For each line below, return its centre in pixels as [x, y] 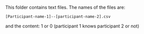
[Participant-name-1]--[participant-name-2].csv [58, 17]
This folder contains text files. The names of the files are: [65, 7]
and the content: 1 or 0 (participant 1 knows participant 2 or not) [72, 26]
